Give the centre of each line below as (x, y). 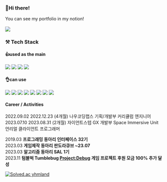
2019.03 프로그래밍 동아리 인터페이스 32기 (47, 139)
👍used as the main (25, 54)
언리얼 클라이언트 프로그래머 (33, 129)
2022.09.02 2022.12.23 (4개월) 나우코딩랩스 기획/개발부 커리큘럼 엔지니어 (78, 116)
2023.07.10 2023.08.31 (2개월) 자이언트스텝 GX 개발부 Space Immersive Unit (82, 122)
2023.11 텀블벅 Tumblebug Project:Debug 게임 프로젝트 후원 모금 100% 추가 (81, 158)
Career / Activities (24, 105)
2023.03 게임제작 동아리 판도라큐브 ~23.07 (48, 145)
